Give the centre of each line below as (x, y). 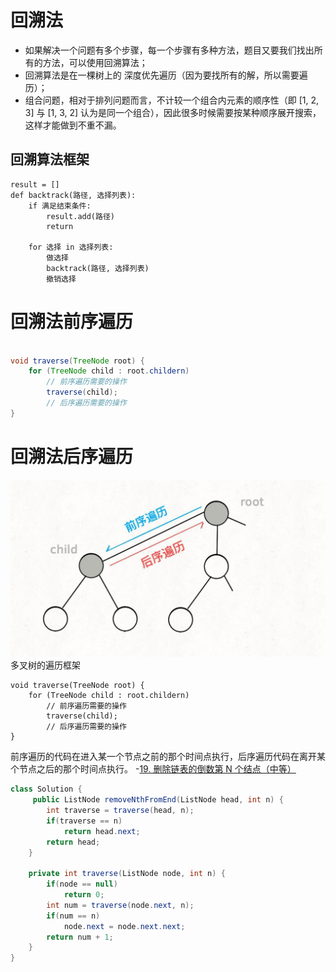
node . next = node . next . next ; (124, 926)
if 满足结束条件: (60, 206)
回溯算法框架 (50, 159)
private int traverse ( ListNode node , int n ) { (127, 874)
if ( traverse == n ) (84, 821)
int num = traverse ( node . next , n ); (120, 905)
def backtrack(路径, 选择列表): (73, 195)
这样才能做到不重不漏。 (73, 125)
